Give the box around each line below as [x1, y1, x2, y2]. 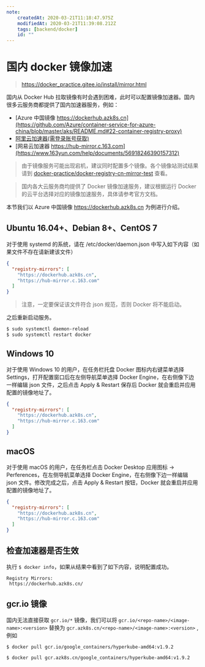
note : [6, 9, 20, 15]
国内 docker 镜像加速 [6, 60, 113, 74]
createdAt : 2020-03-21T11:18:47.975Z [17, 15, 114, 21]
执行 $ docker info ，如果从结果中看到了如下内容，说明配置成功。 [6, 563, 173, 570]
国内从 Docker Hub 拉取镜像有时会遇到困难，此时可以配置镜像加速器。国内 [6, 93, 195, 101]
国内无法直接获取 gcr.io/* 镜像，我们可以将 [6, 616, 117, 623]
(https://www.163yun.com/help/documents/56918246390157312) [15, 150, 179, 157]
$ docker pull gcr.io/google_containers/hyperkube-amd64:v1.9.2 [6, 644, 174, 650]
